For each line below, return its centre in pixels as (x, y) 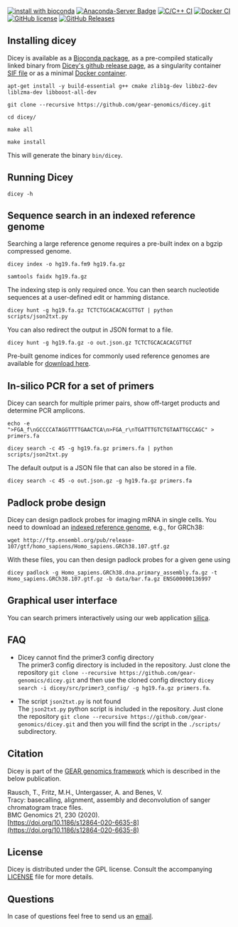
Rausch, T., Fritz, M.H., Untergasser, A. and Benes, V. (85, 792)
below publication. (34, 779)
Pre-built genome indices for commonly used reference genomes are (109, 356)
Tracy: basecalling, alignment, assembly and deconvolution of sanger (109, 800)
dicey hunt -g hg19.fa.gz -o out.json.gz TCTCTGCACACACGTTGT (100, 343)
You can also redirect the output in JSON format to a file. (90, 330)
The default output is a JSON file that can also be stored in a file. (102, 468)
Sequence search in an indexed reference (102, 216)
